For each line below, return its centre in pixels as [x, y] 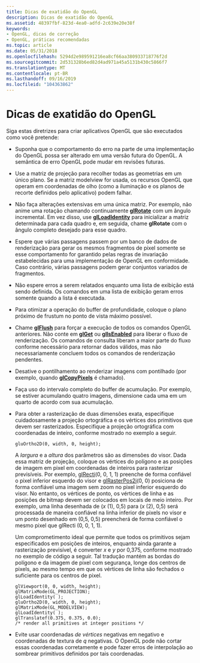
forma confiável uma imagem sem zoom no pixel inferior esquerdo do [101, 487]
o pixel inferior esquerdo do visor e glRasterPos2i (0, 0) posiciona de [99, 480]
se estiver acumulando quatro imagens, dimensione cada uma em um [101, 395]
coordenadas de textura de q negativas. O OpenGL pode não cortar [98, 641]
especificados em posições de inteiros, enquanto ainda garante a [96, 543]
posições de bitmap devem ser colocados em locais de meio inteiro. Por [104, 499]
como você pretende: [33, 137]
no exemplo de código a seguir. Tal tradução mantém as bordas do [97, 556]
